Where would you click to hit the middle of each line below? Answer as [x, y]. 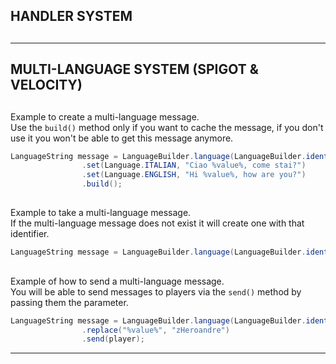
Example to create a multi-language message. [105, 116]
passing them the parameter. [69, 302]
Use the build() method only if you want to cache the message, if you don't [167, 127]
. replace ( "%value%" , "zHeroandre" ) [155, 330]
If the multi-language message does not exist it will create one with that [157, 223]
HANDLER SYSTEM [71, 16]
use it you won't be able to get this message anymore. [122, 138]
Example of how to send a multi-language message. [117, 281]
